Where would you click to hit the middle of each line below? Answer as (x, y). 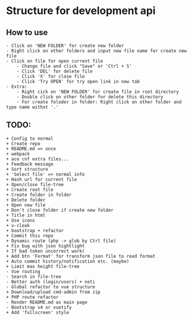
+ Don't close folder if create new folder (60, 210)
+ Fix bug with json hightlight (45, 246)
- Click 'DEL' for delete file (55, 71)
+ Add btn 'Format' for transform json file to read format (81, 256)
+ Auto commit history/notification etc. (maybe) (68, 261)
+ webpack (18, 154)
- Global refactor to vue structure (51, 287)
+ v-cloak (18, 225)
